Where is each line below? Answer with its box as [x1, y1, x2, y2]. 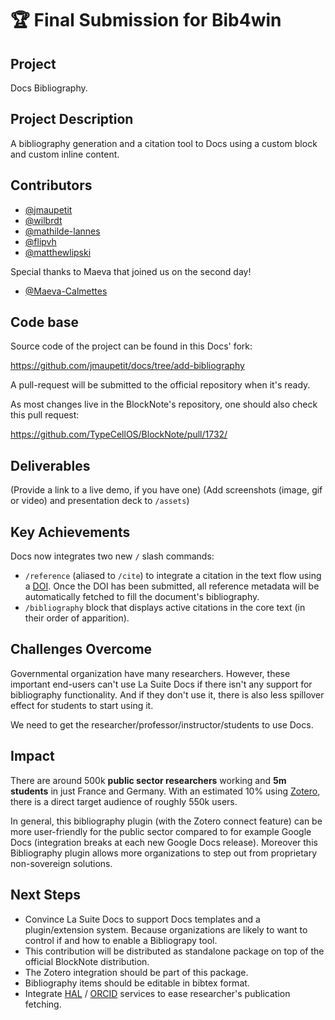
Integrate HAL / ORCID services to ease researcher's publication [24, 987, 291, 999]
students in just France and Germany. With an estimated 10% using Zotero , [10, 785, 321, 797]
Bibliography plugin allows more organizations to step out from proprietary [10, 847, 318, 859]
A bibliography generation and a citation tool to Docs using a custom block [10, 137, 318, 149]
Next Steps [10, 887, 81, 904]
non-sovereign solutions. [10, 857, 113, 869]
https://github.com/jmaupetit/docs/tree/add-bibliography [10, 360, 245, 372]
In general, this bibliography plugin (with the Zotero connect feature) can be [10, 815, 323, 827]
